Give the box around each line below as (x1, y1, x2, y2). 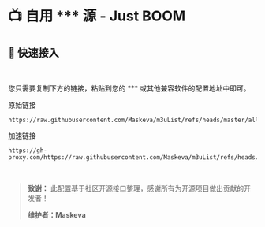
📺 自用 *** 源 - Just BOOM (8, 7, 186, 25)
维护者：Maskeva (27, 210, 87, 219)
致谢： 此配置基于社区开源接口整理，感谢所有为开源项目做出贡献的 (27, 184, 244, 193)
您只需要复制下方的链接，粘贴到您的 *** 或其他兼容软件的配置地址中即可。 (8, 84, 251, 93)
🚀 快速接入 (8, 46, 59, 59)
